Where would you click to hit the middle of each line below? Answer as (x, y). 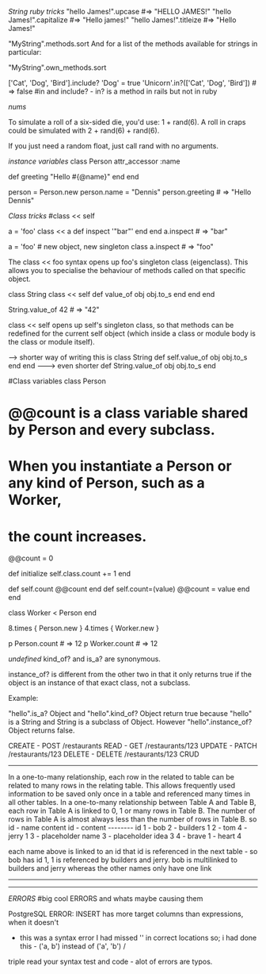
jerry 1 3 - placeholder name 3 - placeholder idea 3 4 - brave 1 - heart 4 (125, 836)
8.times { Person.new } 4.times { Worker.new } (84, 628)
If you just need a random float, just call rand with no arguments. (114, 146)
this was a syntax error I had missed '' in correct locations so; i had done (138, 938)
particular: (25, 52)
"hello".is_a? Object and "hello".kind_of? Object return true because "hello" (130, 714)
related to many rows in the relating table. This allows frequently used (122, 786)
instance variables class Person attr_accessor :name (94, 161)
